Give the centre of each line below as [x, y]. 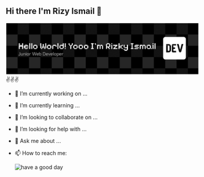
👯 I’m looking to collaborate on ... [56, 117]
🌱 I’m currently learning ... [47, 106]
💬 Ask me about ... [38, 141]
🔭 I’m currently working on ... [51, 94]
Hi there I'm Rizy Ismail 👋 [54, 11]
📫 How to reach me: [41, 153]
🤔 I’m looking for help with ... [51, 129]
